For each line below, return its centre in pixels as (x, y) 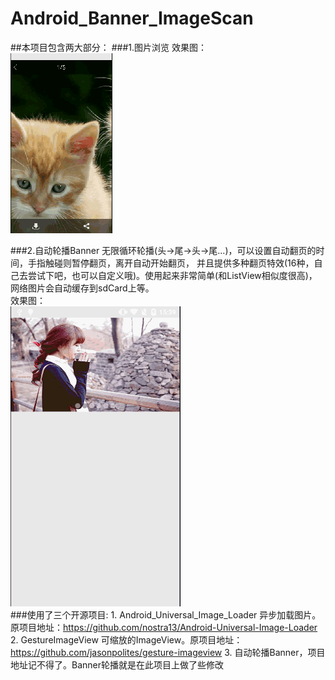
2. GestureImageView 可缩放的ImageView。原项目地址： (126, 639)
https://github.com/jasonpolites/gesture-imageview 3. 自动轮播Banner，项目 (168, 652)
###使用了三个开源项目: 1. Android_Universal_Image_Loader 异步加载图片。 (166, 614)
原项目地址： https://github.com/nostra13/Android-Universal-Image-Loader (164, 627)
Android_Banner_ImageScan (132, 18)
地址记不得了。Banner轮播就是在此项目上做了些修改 (117, 664)
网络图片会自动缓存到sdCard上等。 (82, 288)
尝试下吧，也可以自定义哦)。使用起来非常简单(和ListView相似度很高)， (172, 275)
